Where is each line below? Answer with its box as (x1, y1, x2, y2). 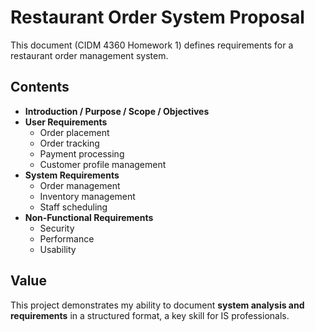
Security (39, 222, 75, 234)
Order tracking (39, 137, 100, 149)
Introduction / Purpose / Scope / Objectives (24, 105, 210, 117)
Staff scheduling (39, 201, 108, 213)
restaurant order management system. (10, 49, 169, 61)
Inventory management (39, 190, 136, 202)
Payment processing (39, 147, 125, 160)
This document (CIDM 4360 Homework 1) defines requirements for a (10, 39, 294, 51)
